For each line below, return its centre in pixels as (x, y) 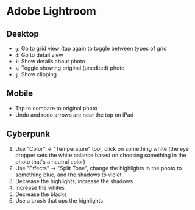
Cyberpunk (28, 134)
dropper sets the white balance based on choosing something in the (101, 155)
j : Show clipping (36, 74)
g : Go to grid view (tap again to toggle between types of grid (91, 48)
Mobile (20, 94)
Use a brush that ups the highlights (59, 200)
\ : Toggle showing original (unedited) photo (70, 68)
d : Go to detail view (39, 55)
